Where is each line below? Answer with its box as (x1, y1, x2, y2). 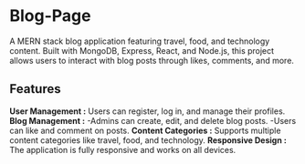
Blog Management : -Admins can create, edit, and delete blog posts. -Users (9, 115, 297, 126)
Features (9, 81, 61, 97)
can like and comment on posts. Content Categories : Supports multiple (9, 125, 281, 136)
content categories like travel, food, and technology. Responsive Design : (9, 134, 288, 146)
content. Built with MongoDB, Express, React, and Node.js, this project (9, 45, 275, 56)
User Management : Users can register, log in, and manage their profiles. (9, 106, 286, 117)
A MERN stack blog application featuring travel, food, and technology (9, 36, 270, 46)
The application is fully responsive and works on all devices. (9, 144, 237, 155)
